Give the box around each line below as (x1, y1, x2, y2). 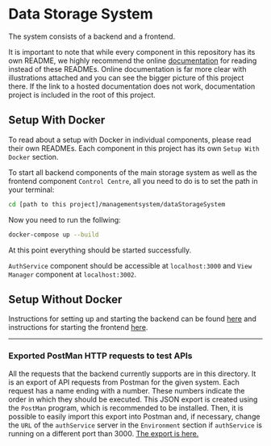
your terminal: (8, 185, 55, 194)
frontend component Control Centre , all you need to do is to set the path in (8, 176, 258, 185)
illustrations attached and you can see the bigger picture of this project (8, 73, 244, 82)
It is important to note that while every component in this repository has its (8, 47, 256, 56)
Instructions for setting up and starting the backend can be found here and (8, 314, 256, 323)
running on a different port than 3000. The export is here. (8, 428, 199, 438)
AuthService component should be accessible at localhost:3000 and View (8, 261, 252, 270)
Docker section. (8, 152, 59, 161)
